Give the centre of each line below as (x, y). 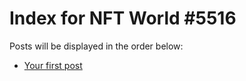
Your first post (53, 65)
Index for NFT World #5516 (123, 18)
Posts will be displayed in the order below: (96, 46)
